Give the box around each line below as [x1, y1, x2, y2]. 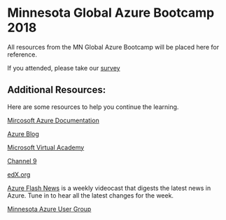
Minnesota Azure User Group [7, 205, 92, 213]
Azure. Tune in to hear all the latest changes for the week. [7, 191, 174, 200]
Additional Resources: [7, 84, 106, 96]
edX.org [7, 170, 31, 179]
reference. [7, 50, 37, 59]
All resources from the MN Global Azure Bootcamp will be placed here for [7, 43, 219, 51]
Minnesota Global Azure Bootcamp [7, 5, 215, 21]
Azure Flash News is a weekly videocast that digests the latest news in [7, 184, 211, 192]
